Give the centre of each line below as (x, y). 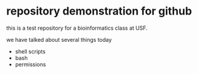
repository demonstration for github (99, 11)
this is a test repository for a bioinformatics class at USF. (77, 28)
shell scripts (30, 51)
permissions (30, 64)
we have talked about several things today (59, 39)
